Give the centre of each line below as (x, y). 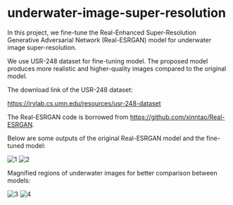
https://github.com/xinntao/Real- (177, 117)
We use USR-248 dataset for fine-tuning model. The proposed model (108, 61)
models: (19, 180)
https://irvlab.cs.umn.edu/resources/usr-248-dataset (84, 103)
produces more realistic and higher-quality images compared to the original (117, 68)
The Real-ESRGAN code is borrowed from (68, 117)
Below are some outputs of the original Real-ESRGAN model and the (106, 138)
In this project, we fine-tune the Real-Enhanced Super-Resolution (102, 32)
